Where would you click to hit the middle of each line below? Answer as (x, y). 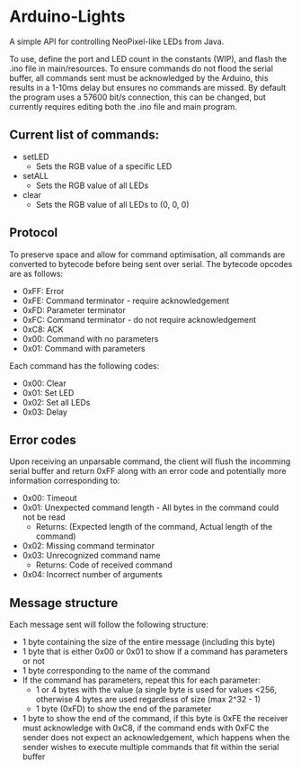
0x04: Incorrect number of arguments (93, 575)
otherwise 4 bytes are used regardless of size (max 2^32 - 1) (148, 700)
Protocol (34, 232)
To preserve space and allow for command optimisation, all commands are (147, 255)
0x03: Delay (44, 412)
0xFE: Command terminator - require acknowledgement (126, 300)
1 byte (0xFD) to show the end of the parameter (124, 709)
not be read (44, 517)
